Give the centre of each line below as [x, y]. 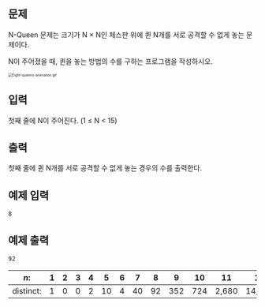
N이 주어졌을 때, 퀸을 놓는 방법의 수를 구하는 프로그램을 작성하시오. [110, 61]
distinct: [27, 291]
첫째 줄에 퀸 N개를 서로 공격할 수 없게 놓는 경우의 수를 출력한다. [105, 168]
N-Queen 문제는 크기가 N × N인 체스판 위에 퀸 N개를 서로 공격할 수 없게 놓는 [126, 35]
